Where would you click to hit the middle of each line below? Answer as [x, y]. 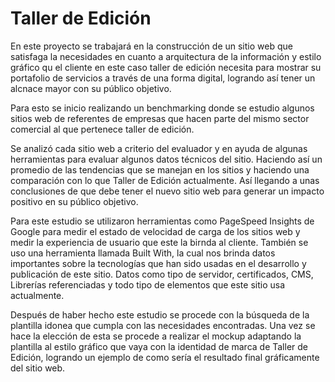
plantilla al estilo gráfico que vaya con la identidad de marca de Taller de [159, 346]
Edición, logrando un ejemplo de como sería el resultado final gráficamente [165, 357]
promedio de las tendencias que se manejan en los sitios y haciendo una [160, 169]
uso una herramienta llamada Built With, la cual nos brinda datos [143, 253]
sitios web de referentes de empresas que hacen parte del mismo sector [160, 118]
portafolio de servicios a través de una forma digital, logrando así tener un [163, 78]
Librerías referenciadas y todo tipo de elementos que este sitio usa [148, 284]
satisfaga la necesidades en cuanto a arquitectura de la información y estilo [166, 56]
